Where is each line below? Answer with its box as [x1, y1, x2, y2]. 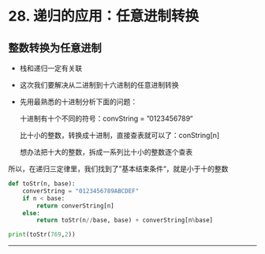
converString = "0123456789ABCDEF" [22, 187, 140, 195]
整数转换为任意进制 [8, 41, 102, 54]
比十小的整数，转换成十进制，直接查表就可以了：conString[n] [19, 131, 220, 140]
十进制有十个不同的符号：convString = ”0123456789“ [19, 114, 193, 123]
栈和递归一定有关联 [19, 64, 83, 73]
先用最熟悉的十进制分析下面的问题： [19, 97, 138, 106]
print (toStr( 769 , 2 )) [8, 230, 77, 239]
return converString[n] [36, 202, 114, 210]
